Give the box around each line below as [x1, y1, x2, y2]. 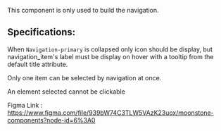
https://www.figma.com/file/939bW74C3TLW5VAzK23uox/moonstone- [7, 108, 214, 117]
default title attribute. [7, 60, 68, 68]
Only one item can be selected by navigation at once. [7, 73, 162, 82]
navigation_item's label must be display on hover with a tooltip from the [7, 52, 214, 61]
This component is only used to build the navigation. [7, 6, 160, 14]
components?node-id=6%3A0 [7, 116, 96, 124]
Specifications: [7, 26, 76, 38]
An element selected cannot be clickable [7, 87, 125, 96]
